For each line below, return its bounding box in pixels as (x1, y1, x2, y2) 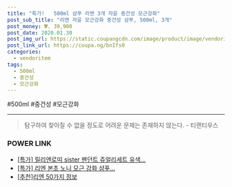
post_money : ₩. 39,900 (7, 23, 72, 30)
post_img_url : (7, 36, 48, 43)
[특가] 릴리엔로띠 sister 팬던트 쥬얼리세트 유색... (17, 155, 146, 164)
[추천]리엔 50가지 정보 (17, 173, 78, 181)
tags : (7, 61, 23, 68)
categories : (7, 49, 41, 56)
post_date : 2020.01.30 (7, 29, 72, 36)
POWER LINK (7, 139, 52, 148)
